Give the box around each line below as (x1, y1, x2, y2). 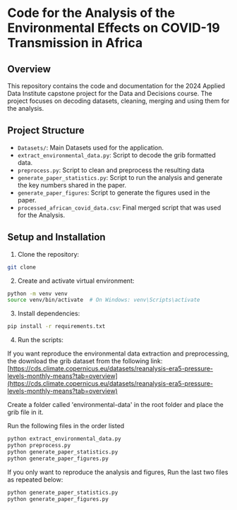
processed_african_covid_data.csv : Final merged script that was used (17, 203, 221, 212)
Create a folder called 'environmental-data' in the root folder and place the (7, 401, 224, 409)
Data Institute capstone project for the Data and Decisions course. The (7, 90, 213, 97)
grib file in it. (7, 408, 44, 417)
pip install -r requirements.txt (7, 323, 106, 330)
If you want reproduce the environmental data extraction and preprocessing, (7, 349, 229, 358)
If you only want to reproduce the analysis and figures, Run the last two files (7, 468, 229, 476)
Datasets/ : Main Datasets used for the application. (17, 143, 164, 152)
